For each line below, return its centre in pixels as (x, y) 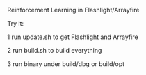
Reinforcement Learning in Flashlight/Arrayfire (73, 10)
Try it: (16, 23)
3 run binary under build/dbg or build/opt (66, 64)
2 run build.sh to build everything (55, 50)
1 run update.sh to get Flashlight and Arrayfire (73, 37)
